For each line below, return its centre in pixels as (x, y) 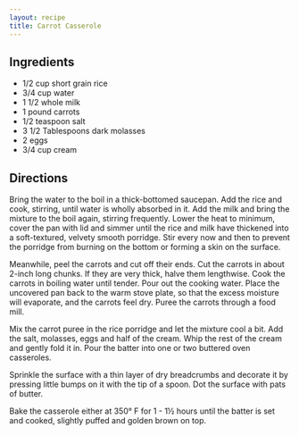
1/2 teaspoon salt (54, 121)
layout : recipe (37, 17)
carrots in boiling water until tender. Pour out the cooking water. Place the (145, 283)
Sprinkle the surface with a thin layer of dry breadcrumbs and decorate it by (149, 375)
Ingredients (42, 62)
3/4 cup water (48, 93)
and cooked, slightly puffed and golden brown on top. (108, 421)
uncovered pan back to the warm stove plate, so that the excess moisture (144, 293)
